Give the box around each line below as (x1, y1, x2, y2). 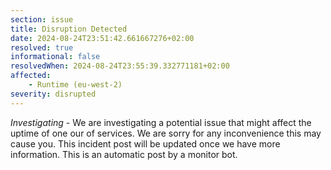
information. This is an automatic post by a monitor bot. (10, 148, 238, 160)
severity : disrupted (10, 89, 97, 99)
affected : (10, 71, 52, 81)
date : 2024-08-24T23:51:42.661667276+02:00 (10, 33, 195, 43)
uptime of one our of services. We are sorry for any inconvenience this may (10, 127, 322, 139)
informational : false (10, 52, 101, 62)
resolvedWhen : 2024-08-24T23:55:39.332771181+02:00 (10, 61, 230, 71)
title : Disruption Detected (10, 24, 128, 34)
